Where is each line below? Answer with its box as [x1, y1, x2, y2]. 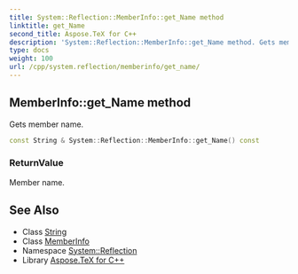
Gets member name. [9, 119, 84, 129]
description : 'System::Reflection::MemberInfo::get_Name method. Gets [9, 37, 276, 47]
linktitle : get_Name [9, 21, 86, 30]
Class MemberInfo [21, 236, 90, 247]
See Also [9, 203, 59, 218]
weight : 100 [9, 54, 53, 63]
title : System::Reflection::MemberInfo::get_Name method [9, 12, 224, 22]
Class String [21, 226, 67, 237]
